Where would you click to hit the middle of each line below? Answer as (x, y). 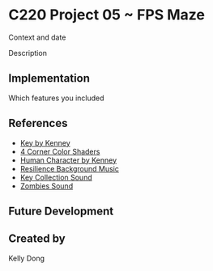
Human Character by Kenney (68, 160)
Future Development (61, 211)
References (38, 123)
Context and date (37, 37)
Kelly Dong (27, 258)
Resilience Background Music (70, 168)
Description (28, 53)
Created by (37, 239)
